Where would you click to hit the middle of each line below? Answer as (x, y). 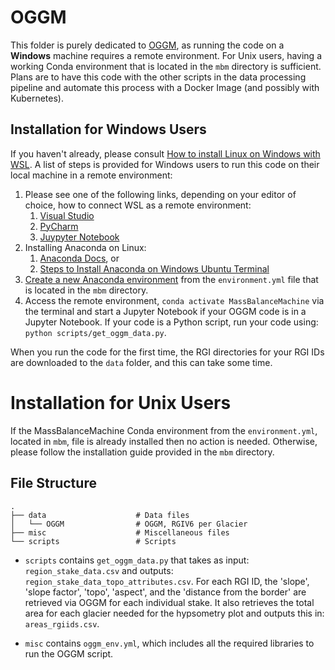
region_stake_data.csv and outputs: (99, 570)
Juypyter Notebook (79, 237)
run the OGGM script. (69, 653)
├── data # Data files (100, 515)
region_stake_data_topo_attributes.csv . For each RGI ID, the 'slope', (167, 581)
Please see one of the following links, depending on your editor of (160, 194)
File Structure (53, 483)
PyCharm (59, 226)
